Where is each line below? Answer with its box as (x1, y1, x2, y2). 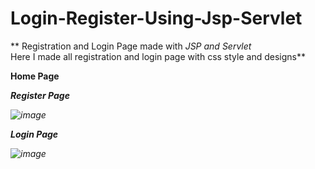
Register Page (10, 89, 70, 101)
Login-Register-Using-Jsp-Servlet (10, 7, 303, 30)
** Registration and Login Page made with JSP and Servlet (10, 40, 252, 52)
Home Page (10, 70, 60, 82)
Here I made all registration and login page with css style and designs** (10, 50, 306, 62)
